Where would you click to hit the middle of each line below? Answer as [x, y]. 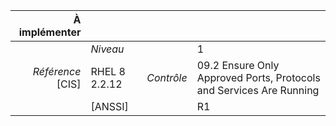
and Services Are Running [258, 90]
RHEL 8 [108, 71]
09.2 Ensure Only [238, 65]
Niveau [107, 49]
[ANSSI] [109, 106]
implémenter [50, 32]
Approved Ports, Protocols [258, 77]
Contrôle [167, 77]
